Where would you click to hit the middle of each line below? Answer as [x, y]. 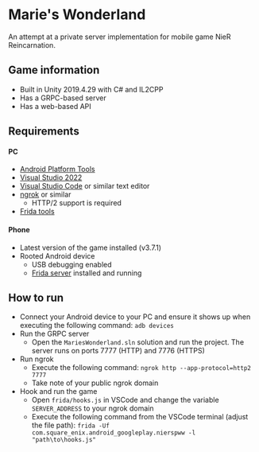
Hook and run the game [58, 392]
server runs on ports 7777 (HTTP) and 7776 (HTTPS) [118, 351]
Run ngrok [37, 359]
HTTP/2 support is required [76, 203]
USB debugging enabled [72, 264]
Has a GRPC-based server [63, 98]
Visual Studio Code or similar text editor [85, 186]
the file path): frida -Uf [70, 425]
